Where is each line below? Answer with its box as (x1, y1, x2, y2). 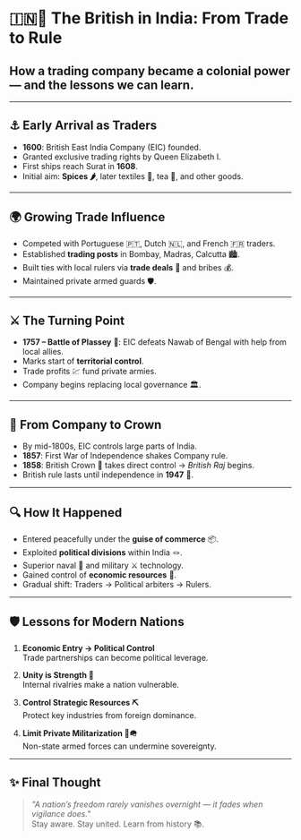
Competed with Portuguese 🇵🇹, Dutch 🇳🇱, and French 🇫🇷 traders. (21, 237, 276, 249)
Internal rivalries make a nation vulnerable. (21, 679, 179, 690)
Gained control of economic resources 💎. (21, 570, 177, 580)
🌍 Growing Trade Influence (9, 210, 166, 225)
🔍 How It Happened (9, 505, 123, 520)
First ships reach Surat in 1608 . (21, 160, 139, 171)
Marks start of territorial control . (21, 356, 144, 366)
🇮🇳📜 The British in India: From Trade (9, 8, 289, 29)
